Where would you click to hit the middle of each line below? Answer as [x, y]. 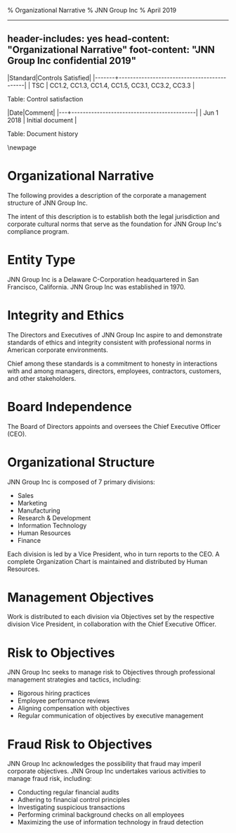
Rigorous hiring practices [54, 694]
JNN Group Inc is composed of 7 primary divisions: [81, 482]
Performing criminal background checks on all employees [101, 815]
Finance [29, 540]
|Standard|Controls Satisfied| [49, 77]
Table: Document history [43, 134]
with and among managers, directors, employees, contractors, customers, [114, 371]
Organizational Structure [81, 462]
